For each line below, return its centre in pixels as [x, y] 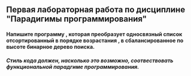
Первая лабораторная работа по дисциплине [96, 10]
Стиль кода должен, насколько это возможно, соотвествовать [90, 60]
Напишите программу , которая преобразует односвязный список [94, 34]
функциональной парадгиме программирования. [73, 66]
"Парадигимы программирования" [77, 19]
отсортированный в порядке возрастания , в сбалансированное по [95, 40]
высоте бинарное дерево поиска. [51, 46]
